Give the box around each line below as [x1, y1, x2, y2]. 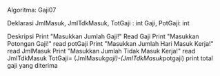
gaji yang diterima [7, 62, 59, 69]
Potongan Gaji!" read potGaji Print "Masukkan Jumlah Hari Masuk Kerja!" [7, 40, 214, 47]
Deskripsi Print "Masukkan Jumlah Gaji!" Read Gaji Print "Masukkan [7, 32, 199, 40]
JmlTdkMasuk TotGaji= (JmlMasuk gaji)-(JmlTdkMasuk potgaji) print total [7, 54, 214, 62]
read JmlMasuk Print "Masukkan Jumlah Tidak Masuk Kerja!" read [7, 47, 196, 55]
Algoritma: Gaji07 [7, 6, 57, 14]
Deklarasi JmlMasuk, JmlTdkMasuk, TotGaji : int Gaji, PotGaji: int [7, 19, 190, 27]
